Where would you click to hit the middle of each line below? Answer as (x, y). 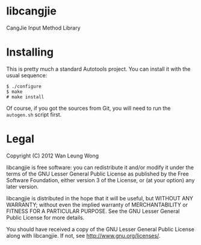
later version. (23, 186)
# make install (25, 97)
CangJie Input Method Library (43, 28)
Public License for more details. (45, 217)
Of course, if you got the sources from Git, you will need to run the (88, 108)
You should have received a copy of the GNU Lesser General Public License (100, 229)
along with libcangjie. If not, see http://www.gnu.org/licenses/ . (83, 235)
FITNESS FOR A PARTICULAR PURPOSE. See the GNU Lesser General (93, 211)
